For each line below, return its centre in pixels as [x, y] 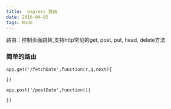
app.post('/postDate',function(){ [49, 90]
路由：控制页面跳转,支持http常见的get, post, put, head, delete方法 [86, 40]
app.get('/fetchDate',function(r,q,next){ [59, 69]
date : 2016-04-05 [27, 17]
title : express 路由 [32, 11]
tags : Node [19, 22]
